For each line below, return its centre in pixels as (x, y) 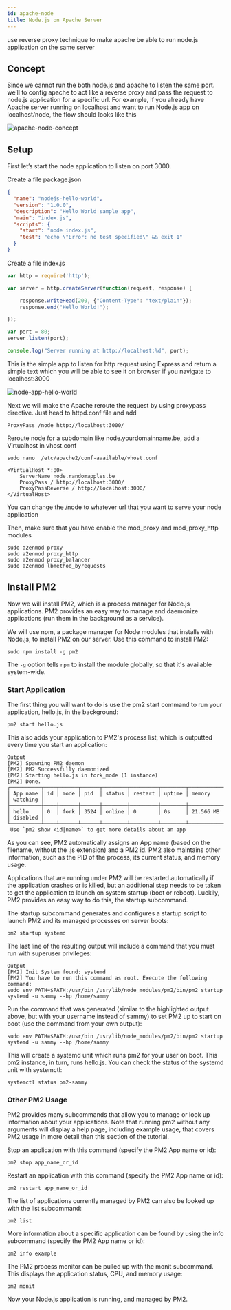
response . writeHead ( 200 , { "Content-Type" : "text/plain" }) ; (106, 301)
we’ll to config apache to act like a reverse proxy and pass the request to (110, 92)
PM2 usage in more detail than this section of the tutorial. (88, 1137)
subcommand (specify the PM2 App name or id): (76, 1241)
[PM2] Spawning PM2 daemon (46, 763)
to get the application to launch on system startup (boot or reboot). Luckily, (113, 892)
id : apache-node (30, 13)
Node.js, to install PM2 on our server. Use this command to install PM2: (108, 639)
